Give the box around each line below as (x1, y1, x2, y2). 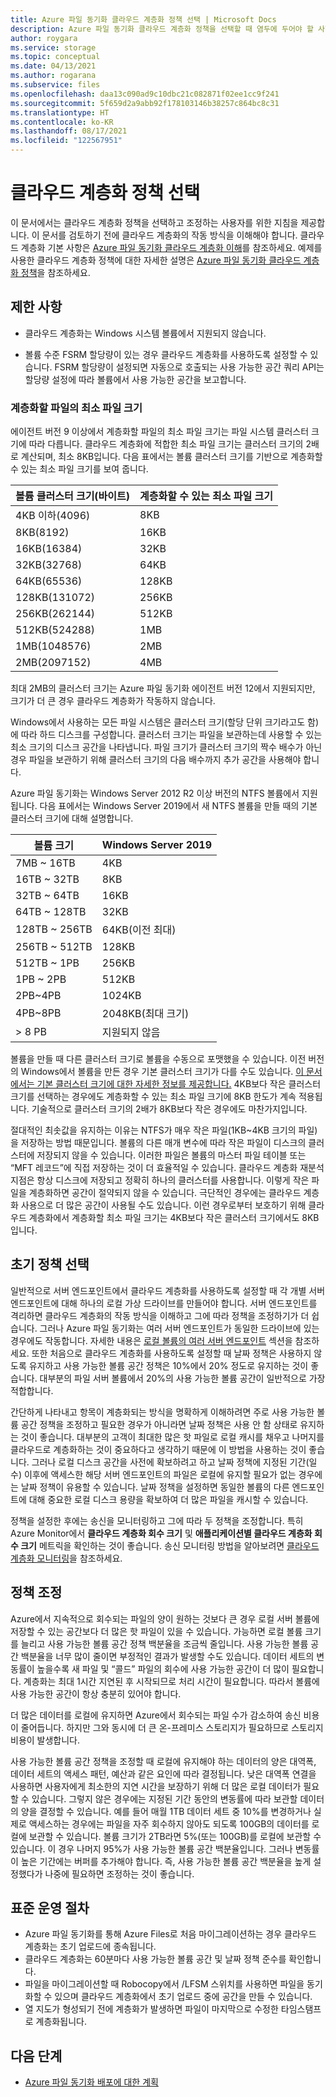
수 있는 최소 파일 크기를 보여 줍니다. (10, 463, 149, 475)
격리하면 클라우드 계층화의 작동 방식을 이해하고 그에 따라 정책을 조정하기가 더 (10, 1309, 310, 1321)
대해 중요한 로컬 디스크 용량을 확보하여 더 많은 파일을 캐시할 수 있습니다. (28, 1493, 309, 1505)
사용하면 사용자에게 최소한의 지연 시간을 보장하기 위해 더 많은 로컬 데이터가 (10, 1780, 302, 1792)
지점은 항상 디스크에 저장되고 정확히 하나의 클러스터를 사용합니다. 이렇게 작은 (10, 1174, 310, 1186)
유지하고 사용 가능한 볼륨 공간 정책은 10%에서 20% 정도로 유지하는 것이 (28, 1359, 309, 1371)
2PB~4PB (15, 989, 62, 1003)
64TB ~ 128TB (15, 905, 87, 919)
